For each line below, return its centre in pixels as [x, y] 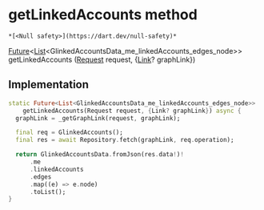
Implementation [49, 85]
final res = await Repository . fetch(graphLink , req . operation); [125, 140]
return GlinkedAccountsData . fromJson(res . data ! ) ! [100, 155]
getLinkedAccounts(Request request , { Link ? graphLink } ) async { [132, 111]
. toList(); [48, 192]
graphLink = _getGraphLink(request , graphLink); [98, 118]
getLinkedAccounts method [103, 15]
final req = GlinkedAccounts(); [70, 133]
